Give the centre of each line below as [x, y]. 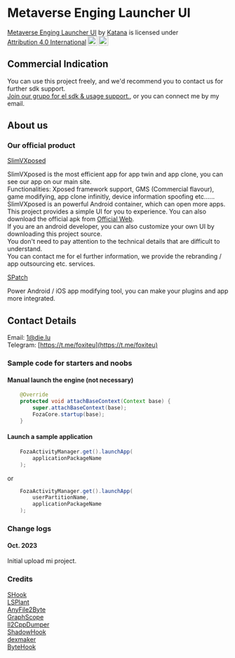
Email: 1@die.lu [29, 338]
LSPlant [18, 602]
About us [28, 125]
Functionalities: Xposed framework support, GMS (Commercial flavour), [111, 189]
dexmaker [22, 639]
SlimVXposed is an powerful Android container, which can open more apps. [116, 204]
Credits [20, 579]
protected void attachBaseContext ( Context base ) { [95, 402]
